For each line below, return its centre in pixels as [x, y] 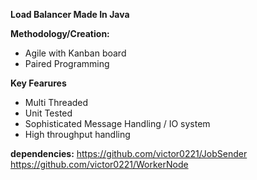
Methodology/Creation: [60, 33]
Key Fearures [38, 83]
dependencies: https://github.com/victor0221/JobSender [129, 153]
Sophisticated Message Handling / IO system [117, 123]
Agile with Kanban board [75, 53]
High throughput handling [77, 134]
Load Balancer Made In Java [70, 14]
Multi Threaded [56, 102]
